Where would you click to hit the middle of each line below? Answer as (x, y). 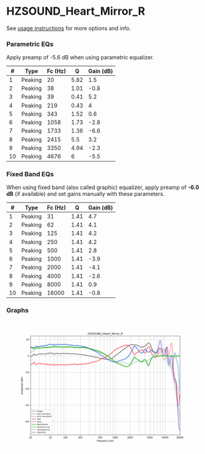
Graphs (17, 310)
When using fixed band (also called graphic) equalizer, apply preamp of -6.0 (103, 187)
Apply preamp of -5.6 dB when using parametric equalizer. (80, 58)
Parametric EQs (30, 44)
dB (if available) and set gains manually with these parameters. (86, 194)
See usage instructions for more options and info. (69, 28)
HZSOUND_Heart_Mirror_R (76, 11)
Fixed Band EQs (30, 174)
